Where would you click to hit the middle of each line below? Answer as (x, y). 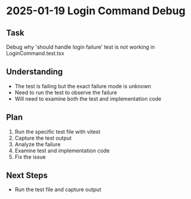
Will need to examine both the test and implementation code (88, 98)
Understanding (35, 72)
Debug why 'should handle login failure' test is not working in (80, 47)
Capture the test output (43, 138)
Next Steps (27, 176)
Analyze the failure (38, 144)
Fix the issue (30, 157)
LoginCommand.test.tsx (35, 53)
